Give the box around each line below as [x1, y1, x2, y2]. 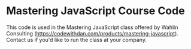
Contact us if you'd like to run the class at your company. [6, 36, 147, 43]
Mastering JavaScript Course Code [6, 4, 185, 18]
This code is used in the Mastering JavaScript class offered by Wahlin [6, 24, 178, 31]
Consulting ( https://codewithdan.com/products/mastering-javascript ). [6, 30, 178, 37]
